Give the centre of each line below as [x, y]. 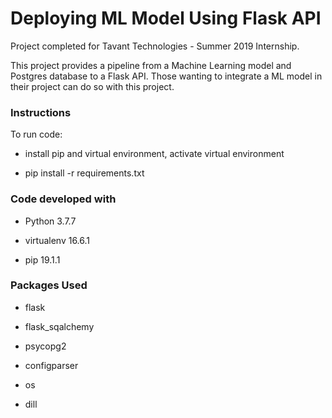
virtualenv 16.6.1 [57, 240]
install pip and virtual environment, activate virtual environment [154, 154]
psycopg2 [45, 346]
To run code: [36, 134]
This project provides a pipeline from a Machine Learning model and [151, 65]
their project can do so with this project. [92, 86]
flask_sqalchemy [59, 326]
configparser [51, 365]
